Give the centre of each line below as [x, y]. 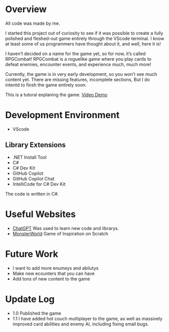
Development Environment [62, 115]
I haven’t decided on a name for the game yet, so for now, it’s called [75, 54]
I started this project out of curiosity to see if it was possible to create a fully [84, 33]
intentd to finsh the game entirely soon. [46, 85]
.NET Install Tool [30, 157]
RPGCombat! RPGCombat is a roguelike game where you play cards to [78, 59]
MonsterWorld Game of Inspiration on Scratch [60, 233]
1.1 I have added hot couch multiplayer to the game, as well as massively [88, 318]
